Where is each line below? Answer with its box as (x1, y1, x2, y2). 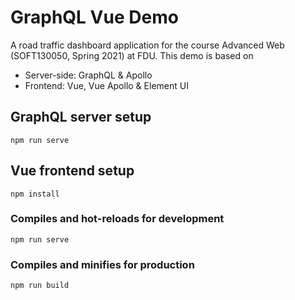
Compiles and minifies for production (10, 257, 195, 271)
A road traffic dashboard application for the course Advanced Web (10, 39, 285, 51)
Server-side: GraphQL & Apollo (24, 69, 153, 81)
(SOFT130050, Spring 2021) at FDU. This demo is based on (10, 49, 254, 61)
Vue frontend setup (10, 162, 135, 180)
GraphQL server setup (10, 109, 152, 126)
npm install (10, 189, 60, 199)
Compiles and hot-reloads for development (10, 212, 225, 226)
